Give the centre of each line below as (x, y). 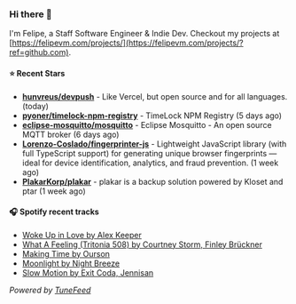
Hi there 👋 (31, 14)
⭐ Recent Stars (37, 73)
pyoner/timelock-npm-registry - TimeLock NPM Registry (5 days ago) (152, 116)
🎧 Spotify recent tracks (54, 212)
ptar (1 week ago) (54, 191)
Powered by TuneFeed (50, 290)
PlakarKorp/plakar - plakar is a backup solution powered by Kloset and (152, 181)
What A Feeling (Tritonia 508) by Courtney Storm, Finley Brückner (142, 244)
